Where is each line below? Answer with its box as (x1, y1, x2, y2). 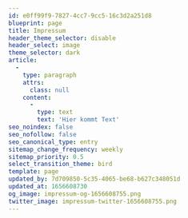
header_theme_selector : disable (8, 34, 116, 42)
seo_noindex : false (8, 123, 74, 131)
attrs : (22, 78, 45, 86)
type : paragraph (22, 71, 78, 79)
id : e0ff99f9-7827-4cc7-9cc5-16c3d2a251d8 (8, 11, 152, 20)
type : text (37, 109, 74, 117)
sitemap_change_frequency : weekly (8, 145, 124, 153)
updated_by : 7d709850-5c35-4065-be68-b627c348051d (8, 175, 181, 184)
